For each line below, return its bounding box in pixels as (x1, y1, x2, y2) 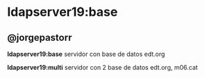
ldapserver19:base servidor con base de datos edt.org (7, 50, 165, 58)
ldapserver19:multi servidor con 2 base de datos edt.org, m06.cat (7, 64, 198, 71)
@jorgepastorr (7, 32, 72, 43)
